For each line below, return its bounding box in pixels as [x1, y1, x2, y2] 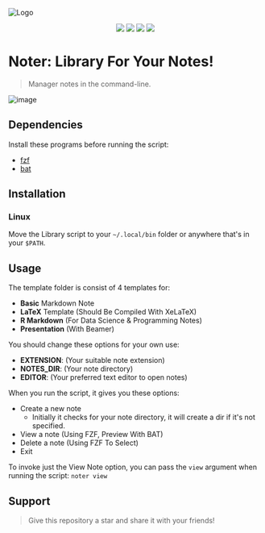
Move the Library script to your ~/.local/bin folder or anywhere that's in [8, 230, 250, 239]
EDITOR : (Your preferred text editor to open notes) [19, 373, 188, 382]
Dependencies [8, 118, 83, 132]
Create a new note [19, 404, 82, 414]
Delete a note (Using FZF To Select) [19, 438, 139, 448]
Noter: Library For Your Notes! [8, 52, 214, 71]
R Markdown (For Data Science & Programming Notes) [19, 315, 203, 326]
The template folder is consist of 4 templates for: [8, 283, 171, 293]
